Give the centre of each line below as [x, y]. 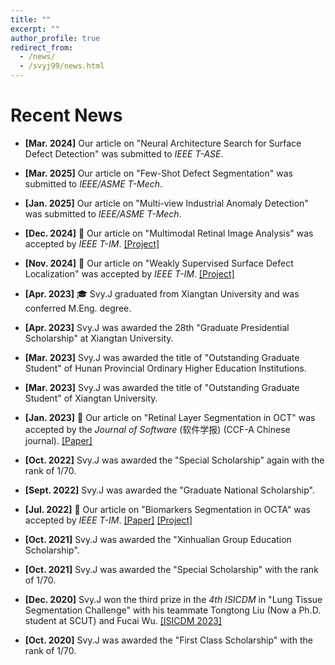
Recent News [66, 115]
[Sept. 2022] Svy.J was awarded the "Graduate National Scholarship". [169, 490]
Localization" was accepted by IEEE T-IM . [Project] [129, 273]
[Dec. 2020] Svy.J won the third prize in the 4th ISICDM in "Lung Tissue [173, 599]
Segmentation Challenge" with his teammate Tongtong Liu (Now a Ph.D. [173, 610]
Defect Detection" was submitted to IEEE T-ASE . [124, 153]
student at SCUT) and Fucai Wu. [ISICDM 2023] [123, 620]
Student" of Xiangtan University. [91, 398]
